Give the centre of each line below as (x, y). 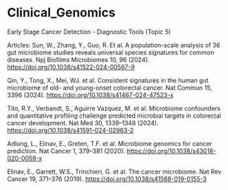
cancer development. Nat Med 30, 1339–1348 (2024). (83, 123)
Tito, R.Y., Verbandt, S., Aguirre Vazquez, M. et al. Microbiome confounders (114, 108)
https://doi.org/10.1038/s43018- (171, 151)
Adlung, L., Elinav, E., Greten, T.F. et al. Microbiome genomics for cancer (110, 143)
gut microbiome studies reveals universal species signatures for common (111, 52)
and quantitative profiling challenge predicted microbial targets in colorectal (114, 116)
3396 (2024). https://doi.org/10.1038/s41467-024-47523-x (90, 95)
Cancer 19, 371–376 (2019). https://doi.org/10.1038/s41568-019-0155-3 (107, 179)
